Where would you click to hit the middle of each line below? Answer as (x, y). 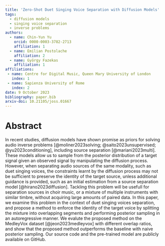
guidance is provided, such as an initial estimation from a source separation (82, 182)
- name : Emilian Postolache (38, 51)
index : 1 (20, 79)
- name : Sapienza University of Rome (46, 83)
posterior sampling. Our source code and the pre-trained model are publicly (82, 234)
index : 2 (20, 88)
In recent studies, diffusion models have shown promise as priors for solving (82, 140)
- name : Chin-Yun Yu (31, 38)
